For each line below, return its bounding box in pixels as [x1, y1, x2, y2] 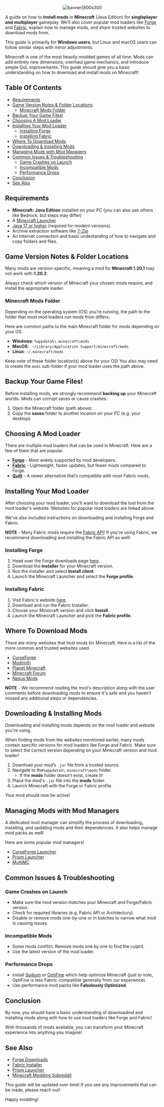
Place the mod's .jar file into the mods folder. [12, 777, 106, 783]
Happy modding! [5, 1097, 39, 1103]
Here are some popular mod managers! [5, 840, 84, 846]
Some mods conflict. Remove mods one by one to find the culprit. [12, 943, 145, 949]
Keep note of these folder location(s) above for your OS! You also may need [5, 358, 158, 364]
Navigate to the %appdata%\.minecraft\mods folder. [12, 767, 112, 773]
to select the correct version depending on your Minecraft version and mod [5, 747, 157, 754]
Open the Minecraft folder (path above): [12, 405, 93, 411]
